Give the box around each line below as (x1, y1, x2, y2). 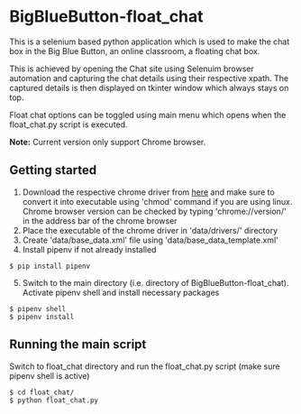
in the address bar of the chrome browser (22, 215, 178, 226)
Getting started (9, 162, 97, 178)
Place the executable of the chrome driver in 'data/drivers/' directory (22, 225, 278, 235)
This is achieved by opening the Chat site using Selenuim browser (9, 63, 255, 74)
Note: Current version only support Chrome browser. (9, 136, 206, 147)
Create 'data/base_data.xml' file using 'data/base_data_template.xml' (22, 235, 279, 245)
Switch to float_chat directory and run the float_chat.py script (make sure (9, 361, 281, 372)
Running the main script (9, 336, 147, 353)
